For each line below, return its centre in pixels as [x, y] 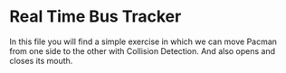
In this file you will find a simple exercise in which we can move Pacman [143, 41]
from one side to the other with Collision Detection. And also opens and [143, 50]
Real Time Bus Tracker [95, 17]
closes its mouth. [41, 60]
